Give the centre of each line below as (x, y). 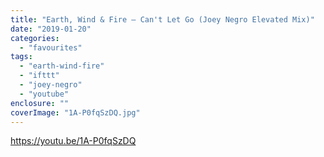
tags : (21, 57)
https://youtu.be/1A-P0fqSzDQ (73, 141)
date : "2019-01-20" (51, 29)
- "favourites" (51, 47)
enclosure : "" (40, 103)
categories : (35, 38)
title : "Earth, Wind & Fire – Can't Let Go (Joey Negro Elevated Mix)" (162, 19)
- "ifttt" (39, 76)
